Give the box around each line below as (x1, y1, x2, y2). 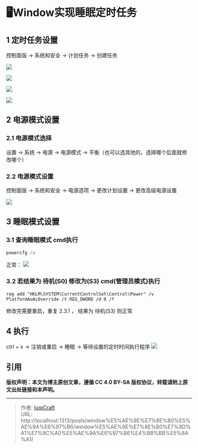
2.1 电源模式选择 (6, 134, 52, 142)
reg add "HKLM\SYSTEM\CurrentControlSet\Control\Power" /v (6, 291, 154, 297)
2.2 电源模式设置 (6, 172, 54, 181)
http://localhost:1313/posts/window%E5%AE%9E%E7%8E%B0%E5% (20, 417, 191, 424)
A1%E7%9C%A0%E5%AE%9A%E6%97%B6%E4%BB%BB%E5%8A (20, 430, 189, 437)
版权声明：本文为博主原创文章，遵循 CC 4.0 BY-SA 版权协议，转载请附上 (6, 379, 183, 386)
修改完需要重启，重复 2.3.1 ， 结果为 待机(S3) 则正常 (6, 307, 133, 314)
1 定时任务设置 (6, 35, 58, 45)
